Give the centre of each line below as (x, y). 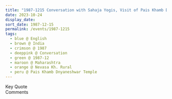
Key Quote (16, 87)
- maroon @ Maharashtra (35, 63)
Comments (17, 92)
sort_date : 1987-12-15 (29, 24)
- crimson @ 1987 (28, 48)
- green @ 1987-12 (30, 58)
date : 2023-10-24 (24, 15)
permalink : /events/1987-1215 (38, 29)
